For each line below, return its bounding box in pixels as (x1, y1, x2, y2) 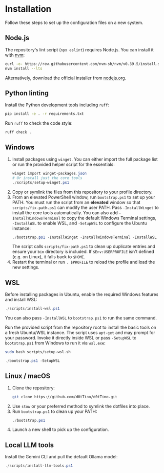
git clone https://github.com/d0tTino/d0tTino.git (12, 394, 118, 399)
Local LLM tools (5, 441, 54, 449)
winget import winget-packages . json (12, 171, 87, 176)
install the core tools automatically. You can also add (12, 209, 118, 216)
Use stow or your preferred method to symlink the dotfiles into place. (12, 403, 150, 409)
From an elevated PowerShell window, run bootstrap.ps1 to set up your (12, 194, 155, 200)
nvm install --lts (5, 66, 42, 71)
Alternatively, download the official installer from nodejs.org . (5, 75, 126, 81)
